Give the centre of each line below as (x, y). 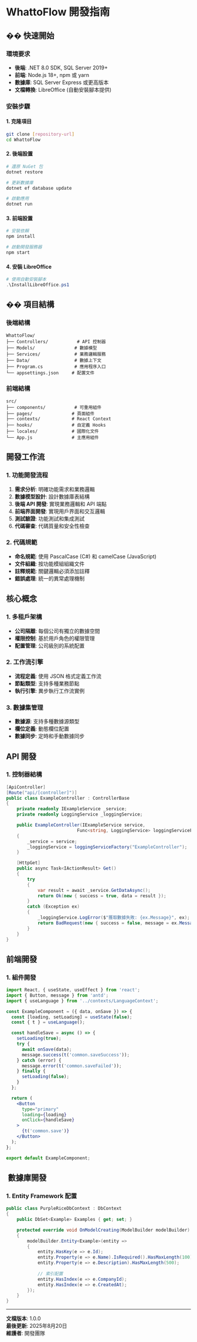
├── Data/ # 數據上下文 (54, 360)
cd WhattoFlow (23, 140)
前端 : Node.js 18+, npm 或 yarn (52, 75)
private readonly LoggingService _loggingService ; (80, 814)
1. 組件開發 (21, 977)
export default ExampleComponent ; (48, 1158)
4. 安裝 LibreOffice (29, 266)
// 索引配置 (50, 1274)
